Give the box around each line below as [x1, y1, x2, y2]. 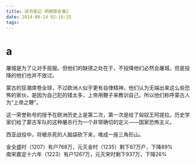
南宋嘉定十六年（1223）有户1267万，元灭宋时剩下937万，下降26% [6, 151, 167, 158]
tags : [6, 19, 19, 25]
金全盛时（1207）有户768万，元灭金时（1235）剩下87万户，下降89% [6, 144, 173, 151]
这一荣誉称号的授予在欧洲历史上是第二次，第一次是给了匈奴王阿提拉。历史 [6, 112, 185, 119]
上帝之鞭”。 [13, 99, 42, 106]
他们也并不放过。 [16, 72, 57, 79]
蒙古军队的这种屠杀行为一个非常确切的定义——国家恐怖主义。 [26, 119, 175, 126]
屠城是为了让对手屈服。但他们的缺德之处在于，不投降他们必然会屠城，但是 [6, 65, 185, 72]
